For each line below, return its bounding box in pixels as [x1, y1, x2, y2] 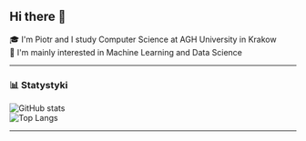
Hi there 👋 [9, 9, 66, 25]
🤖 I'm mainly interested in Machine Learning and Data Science [9, 46, 243, 57]
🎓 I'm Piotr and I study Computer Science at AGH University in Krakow [9, 34, 277, 45]
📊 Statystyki [9, 78, 68, 91]
